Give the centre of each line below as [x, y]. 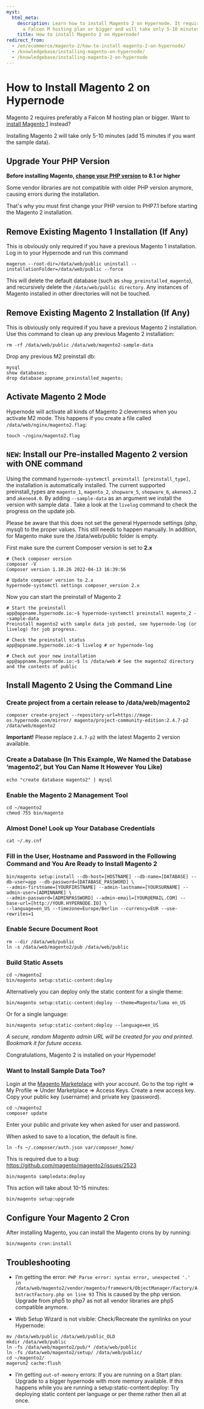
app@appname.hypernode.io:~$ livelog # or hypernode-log [80, 645]
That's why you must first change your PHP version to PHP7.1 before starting [102, 206]
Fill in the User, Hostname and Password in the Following [91, 856]
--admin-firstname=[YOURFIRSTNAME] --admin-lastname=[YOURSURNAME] [93, 887]
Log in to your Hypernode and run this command [67, 253]
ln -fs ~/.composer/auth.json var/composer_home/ [70, 1148]
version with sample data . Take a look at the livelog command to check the [102, 504]
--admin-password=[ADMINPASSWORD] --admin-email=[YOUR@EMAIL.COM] [92, 898]
